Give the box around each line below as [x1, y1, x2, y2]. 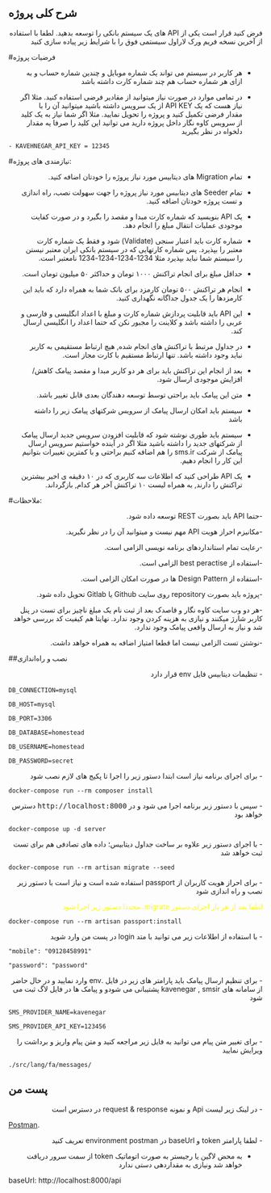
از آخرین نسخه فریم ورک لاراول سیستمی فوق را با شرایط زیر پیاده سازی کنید [31, 36, 263, 46]
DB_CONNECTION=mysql [8, 686, 78, 694]
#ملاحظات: [8, 495, 43, 505]
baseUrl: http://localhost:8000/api [8, 1175, 122, 1185]
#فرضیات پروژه [8, 52, 56, 61]
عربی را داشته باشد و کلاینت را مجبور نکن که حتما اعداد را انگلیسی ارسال [23, 317, 243, 326]
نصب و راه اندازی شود [195, 886, 263, 896]
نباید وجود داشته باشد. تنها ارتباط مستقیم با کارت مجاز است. [62, 350, 243, 359]
